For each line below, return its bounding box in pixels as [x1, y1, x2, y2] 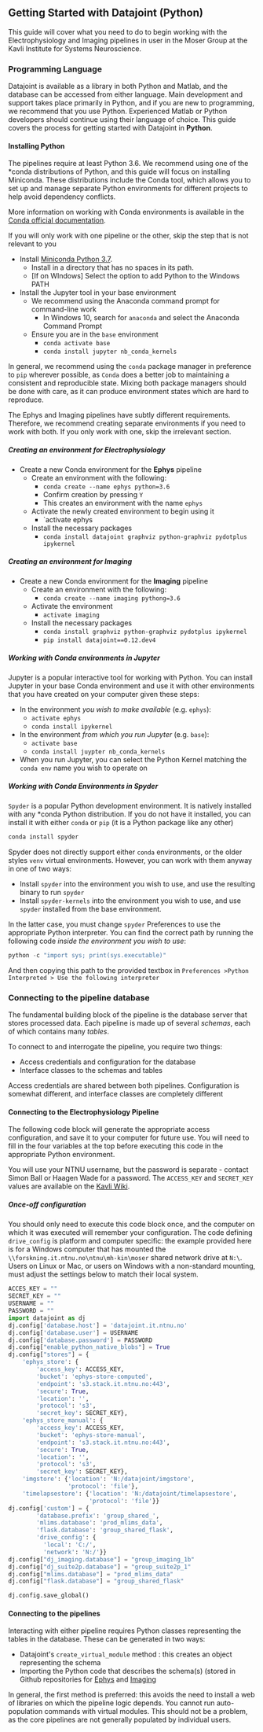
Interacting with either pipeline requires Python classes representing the [8, 1626, 242, 1635]
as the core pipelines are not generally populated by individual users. [8, 1715, 232, 1725]
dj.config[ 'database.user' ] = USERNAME [8, 1328, 139, 1336]
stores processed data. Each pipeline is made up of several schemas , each [8, 1019, 251, 1028]
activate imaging [42, 611, 100, 620]
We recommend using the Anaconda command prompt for [31, 297, 220, 306]
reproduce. [8, 395, 45, 404]
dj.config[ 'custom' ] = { [8, 1504, 89, 1513]
